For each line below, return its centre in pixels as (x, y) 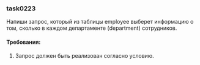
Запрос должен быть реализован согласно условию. (84, 55)
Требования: (24, 42)
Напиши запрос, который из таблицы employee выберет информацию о (100, 22)
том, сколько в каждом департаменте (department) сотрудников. (92, 28)
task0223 (21, 9)
